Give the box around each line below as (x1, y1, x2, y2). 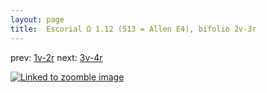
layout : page (10, 14, 65, 25)
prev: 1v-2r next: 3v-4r (10, 51, 103, 63)
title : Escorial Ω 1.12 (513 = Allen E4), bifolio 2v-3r (10, 24, 257, 34)
